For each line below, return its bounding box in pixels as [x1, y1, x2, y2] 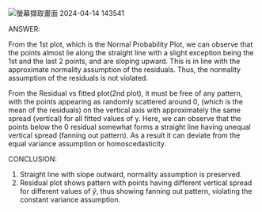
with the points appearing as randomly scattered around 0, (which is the [8, 97, 244, 106]
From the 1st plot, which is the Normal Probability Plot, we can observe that [8, 40, 253, 49]
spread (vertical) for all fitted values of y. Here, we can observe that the [8, 114, 241, 123]
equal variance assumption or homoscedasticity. [8, 139, 167, 148]
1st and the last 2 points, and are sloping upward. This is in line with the [8, 56, 241, 66]
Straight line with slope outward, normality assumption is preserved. [19, 170, 243, 179]
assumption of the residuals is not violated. [8, 74, 149, 82]
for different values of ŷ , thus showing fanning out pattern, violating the [19, 187, 253, 195]
